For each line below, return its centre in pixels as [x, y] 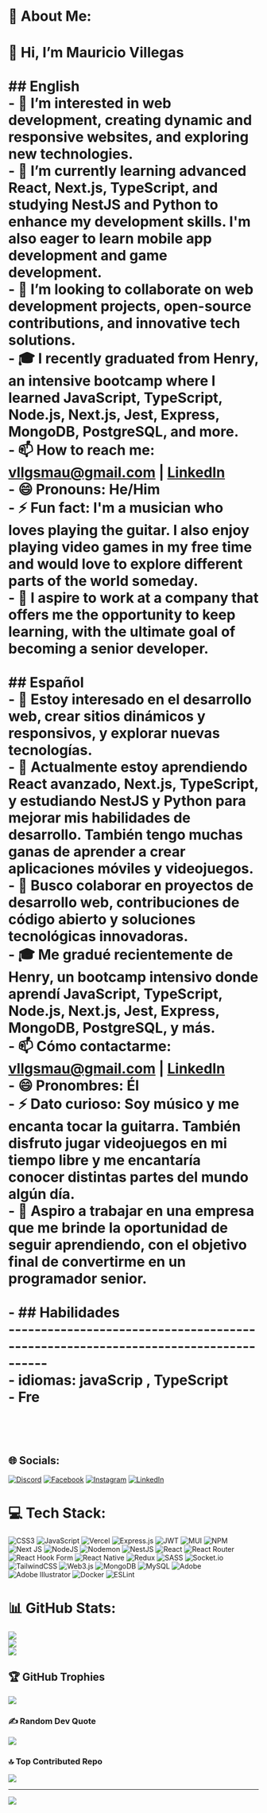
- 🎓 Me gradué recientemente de [121, 955]
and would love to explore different [126, 564]
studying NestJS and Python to [113, 205]
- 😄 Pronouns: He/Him [84, 490]
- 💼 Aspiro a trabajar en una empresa [131, 1211]
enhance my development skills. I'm [130, 222]
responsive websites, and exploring [128, 137]
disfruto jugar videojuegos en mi [118, 1144]
